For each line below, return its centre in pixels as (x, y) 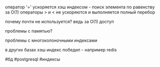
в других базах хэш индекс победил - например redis (61, 50)
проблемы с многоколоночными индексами (51, 40)
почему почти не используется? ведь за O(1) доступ (60, 22)
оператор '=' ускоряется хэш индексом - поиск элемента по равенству (80, 7)
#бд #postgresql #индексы (32, 59)
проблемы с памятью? (29, 31)
